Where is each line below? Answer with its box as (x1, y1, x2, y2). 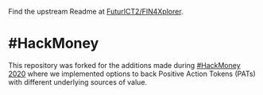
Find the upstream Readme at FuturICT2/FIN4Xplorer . (8, 7, 184, 16)
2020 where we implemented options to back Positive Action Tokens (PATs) (8, 69, 256, 78)
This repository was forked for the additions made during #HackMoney (8, 60, 241, 70)
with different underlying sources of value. (8, 77, 148, 86)
